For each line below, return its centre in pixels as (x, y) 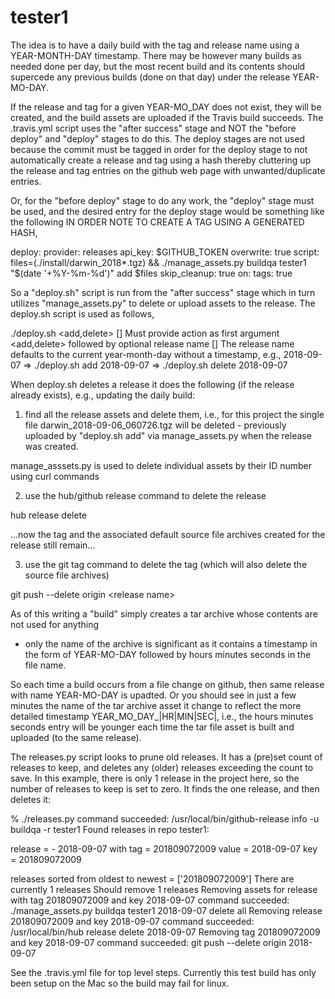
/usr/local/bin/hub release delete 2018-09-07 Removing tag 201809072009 (165, 932)
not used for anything (55, 624)
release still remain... (53, 545)
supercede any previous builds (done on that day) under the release (150, 77)
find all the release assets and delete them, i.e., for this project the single (174, 414)
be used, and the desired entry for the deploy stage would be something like (167, 211)
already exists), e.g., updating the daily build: (103, 395)
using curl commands (55, 476)
